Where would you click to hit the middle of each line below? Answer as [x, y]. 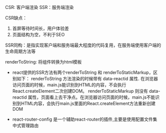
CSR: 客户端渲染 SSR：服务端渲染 [40, 7]
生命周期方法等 [20, 51]
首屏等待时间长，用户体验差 [41, 28]
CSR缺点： [16, 18]
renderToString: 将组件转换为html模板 [43, 62]
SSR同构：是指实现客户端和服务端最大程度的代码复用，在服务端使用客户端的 [83, 45]
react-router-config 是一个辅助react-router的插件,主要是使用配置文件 [83, 119]
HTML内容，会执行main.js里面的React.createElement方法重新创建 [88, 103]
